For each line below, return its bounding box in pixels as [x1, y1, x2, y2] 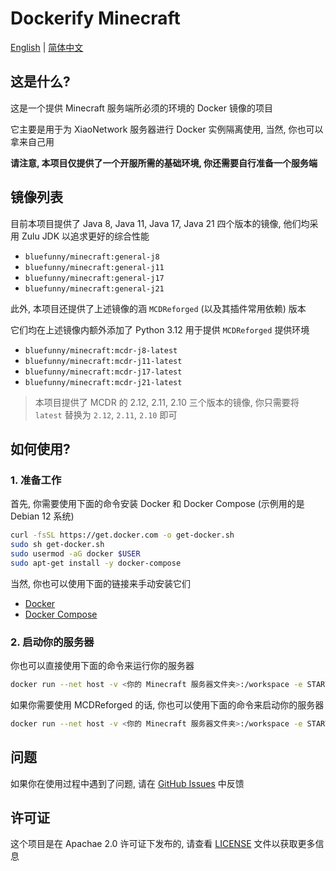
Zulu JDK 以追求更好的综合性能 [21, 230, 150, 242]
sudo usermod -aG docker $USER [10, 549, 141, 559]
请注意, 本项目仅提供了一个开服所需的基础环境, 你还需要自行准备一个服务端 [10, 157, 318, 169]
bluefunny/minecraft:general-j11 [24, 262, 165, 272]
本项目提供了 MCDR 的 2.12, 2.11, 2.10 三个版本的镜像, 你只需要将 [34, 396, 300, 408]
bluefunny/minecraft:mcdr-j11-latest [24, 356, 183, 366]
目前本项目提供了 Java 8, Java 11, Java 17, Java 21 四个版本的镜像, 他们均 [10, 217, 310, 229]
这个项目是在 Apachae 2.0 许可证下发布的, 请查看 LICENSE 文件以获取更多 [10, 838, 316, 850]
